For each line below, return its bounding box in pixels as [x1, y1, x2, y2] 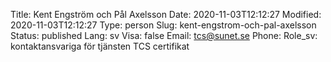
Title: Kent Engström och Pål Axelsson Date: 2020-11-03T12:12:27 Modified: [10, 9, 322, 20]
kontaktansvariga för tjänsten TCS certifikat [10, 40, 190, 52]
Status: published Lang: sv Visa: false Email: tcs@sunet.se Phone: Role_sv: [10, 30, 318, 41]
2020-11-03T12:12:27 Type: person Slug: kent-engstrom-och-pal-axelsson [10, 19, 317, 31]
